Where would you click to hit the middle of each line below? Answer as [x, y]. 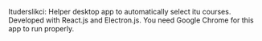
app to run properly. [41, 29]
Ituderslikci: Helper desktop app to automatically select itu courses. [120, 12]
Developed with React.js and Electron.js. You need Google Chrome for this [131, 20]
